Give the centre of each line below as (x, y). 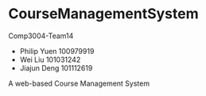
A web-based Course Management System (79, 83)
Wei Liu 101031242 (50, 60)
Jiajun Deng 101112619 (56, 67)
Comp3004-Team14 (41, 36)
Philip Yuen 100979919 (57, 51)
